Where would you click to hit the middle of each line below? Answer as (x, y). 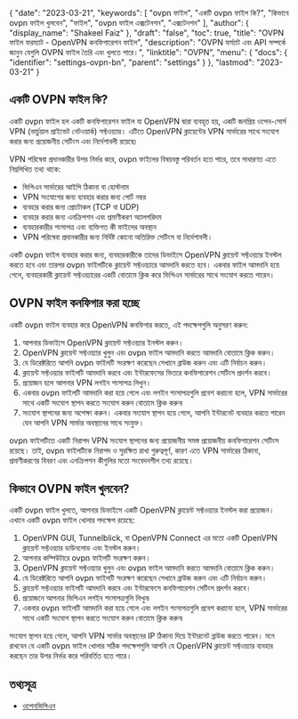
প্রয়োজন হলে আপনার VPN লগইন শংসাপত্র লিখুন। (87, 383)
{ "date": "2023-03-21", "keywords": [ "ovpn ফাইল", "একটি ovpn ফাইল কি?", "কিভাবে (149, 13)
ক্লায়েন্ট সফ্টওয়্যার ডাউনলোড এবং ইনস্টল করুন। (81, 548)
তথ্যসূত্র (23, 684)
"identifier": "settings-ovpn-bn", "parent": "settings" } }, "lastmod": (132, 62)
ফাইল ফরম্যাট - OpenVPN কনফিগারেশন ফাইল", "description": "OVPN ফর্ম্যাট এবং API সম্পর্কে (148, 42)
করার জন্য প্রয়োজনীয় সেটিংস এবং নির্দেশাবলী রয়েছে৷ (72, 141)
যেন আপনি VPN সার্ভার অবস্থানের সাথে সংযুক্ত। (83, 423)
